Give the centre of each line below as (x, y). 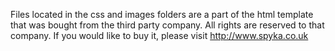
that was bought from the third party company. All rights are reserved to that (167, 25)
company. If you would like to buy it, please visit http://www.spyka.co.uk (159, 35)
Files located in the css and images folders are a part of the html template (162, 14)
